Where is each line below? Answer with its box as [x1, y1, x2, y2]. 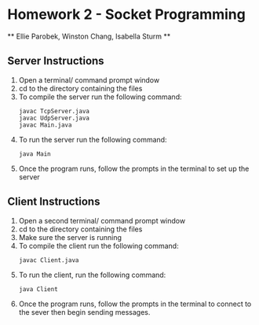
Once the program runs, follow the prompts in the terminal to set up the [18, 164, 250, 173]
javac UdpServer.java [18, 114, 89, 122]
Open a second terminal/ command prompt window [18, 216, 186, 225]
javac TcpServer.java [18, 107, 89, 115]
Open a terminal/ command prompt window [18, 75, 160, 84]
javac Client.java [18, 256, 79, 264]
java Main [18, 150, 52, 158]
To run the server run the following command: [18, 135, 167, 144]
